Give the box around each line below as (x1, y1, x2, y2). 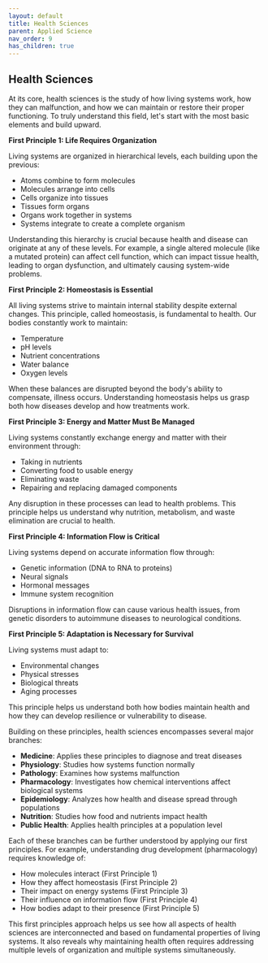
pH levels (19, 342, 52, 352)
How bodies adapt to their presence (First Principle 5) (19, 903, 201, 913)
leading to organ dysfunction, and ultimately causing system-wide (8, 260, 230, 270)
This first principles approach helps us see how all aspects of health (8, 919, 237, 929)
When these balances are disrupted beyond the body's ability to (8, 384, 223, 393)
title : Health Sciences (8, 20, 89, 28)
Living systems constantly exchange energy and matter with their (8, 432, 227, 442)
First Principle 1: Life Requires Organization (8, 135, 157, 145)
